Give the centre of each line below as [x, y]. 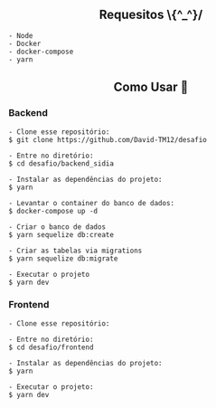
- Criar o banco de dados [57, 227]
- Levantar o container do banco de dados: [92, 203]
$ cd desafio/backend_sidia [61, 163]
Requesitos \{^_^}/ [151, 15]
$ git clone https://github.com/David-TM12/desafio [108, 139]
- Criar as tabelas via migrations [75, 251]
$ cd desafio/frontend [51, 347]
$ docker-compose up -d [53, 211]
